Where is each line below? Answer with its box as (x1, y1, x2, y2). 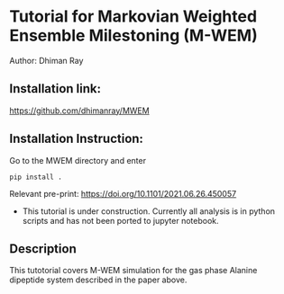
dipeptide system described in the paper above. (9, 274, 188, 285)
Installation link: (9, 81, 102, 96)
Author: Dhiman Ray (9, 55, 84, 66)
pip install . (9, 173, 63, 182)
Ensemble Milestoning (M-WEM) (9, 25, 259, 46)
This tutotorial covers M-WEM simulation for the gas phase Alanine (9, 265, 258, 276)
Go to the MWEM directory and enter (9, 155, 147, 165)
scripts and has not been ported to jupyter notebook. (22, 215, 219, 226)
